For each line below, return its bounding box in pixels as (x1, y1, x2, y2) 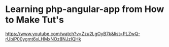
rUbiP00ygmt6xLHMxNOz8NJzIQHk (5, 36, 81, 42)
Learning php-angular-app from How (5, 3, 164, 15)
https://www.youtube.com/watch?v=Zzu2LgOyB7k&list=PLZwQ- (5, 30, 141, 36)
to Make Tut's (5, 14, 64, 25)
